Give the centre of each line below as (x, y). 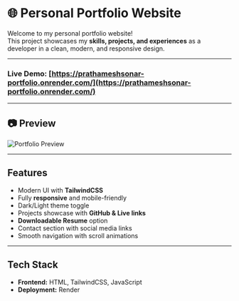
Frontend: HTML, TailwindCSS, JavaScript (80, 282)
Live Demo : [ (30, 73)
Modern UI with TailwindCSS (60, 190)
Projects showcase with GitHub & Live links (81, 213)
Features (27, 173)
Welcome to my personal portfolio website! (70, 33)
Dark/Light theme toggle (53, 205)
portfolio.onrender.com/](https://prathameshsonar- (99, 82)
